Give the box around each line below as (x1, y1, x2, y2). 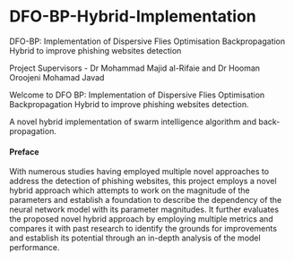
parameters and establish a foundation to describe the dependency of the (9, 195, 282, 206)
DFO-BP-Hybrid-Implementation (9, 6, 257, 27)
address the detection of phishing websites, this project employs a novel (9, 176, 277, 187)
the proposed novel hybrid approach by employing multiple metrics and (9, 214, 273, 224)
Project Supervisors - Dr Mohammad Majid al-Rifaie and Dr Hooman (9, 63, 261, 73)
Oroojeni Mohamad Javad (9, 72, 105, 82)
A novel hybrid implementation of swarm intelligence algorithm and (9, 116, 257, 127)
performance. (9, 242, 60, 253)
